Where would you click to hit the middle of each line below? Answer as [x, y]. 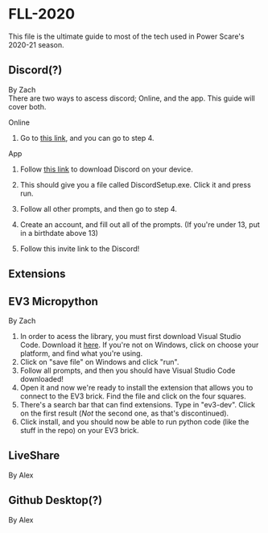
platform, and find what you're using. [81, 353]
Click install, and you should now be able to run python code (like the [134, 421]
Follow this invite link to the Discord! [80, 248]
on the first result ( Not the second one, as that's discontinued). [124, 413]
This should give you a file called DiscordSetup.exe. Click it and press [135, 184]
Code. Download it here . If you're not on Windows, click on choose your [139, 345]
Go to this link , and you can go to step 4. [87, 138]
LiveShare [34, 456]
